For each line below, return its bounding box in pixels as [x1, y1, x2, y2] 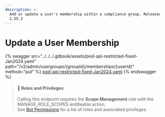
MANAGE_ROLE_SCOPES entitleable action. [17, 101, 106, 107]
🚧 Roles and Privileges [17, 85, 64, 91]
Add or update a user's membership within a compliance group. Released [9, 12, 162, 17]
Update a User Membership [5, 37, 119, 48]
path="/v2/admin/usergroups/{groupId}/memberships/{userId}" [5, 64, 135, 70]
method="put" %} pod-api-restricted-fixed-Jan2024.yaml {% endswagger [5, 69, 156, 75]
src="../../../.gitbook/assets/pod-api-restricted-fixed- [31, 53, 137, 59]
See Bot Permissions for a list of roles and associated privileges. [17, 106, 147, 112]
